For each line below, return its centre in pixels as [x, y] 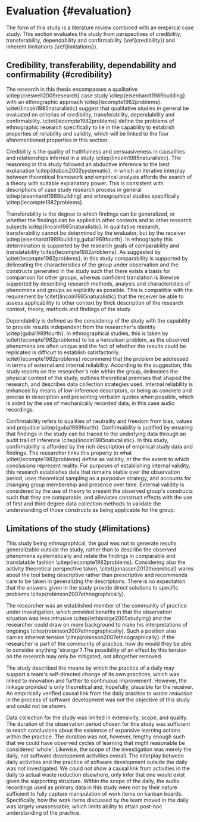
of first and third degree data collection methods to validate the [84, 504]
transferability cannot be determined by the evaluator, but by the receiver [96, 233]
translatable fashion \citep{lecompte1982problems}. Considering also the [96, 562]
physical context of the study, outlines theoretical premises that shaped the [99, 378]
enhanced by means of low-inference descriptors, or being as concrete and [99, 390]
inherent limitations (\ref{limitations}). [52, 47]
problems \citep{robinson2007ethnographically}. [66, 594]
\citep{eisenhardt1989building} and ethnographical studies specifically [93, 196]
